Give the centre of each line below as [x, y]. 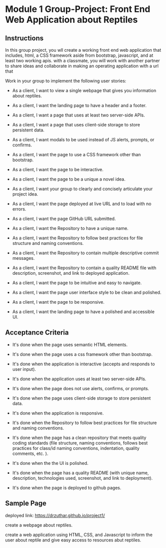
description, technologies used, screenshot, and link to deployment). [82, 478]
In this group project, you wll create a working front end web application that [83, 50]
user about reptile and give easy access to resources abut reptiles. [73, 540]
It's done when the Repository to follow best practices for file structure [84, 423]
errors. [19, 209]
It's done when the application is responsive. [58, 413]
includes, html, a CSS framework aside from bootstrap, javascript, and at [79, 55]
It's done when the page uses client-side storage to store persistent [82, 398]
